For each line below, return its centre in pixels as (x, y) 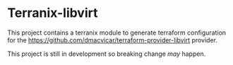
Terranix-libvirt (53, 13)
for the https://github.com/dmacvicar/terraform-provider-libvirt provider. (112, 40)
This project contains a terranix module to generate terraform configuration (117, 32)
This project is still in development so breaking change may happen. (107, 54)
